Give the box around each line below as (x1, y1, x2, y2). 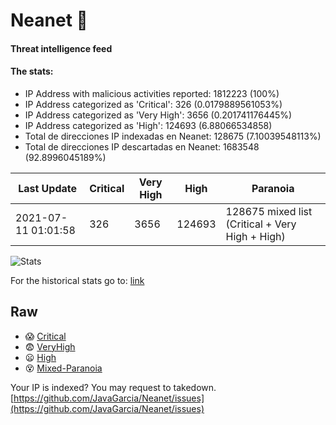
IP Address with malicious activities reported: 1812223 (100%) (24, 87, 280, 99)
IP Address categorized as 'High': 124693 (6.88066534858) (24, 119, 273, 131)
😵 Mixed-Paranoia (24, 362, 103, 374)
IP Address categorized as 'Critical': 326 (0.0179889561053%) (24, 98, 283, 110)
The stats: (10, 65, 54, 78)
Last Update (18, 181, 78, 195)
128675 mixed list (225, 204, 313, 218)
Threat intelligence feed (10, 42, 113, 54)
